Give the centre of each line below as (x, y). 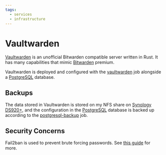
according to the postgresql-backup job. (46, 115)
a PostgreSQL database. (30, 77)
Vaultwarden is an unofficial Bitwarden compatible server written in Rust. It (82, 57)
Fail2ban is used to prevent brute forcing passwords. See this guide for (78, 143)
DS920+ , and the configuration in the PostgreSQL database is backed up (80, 110)
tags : (11, 10)
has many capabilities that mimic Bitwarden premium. (60, 62)
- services (21, 14)
